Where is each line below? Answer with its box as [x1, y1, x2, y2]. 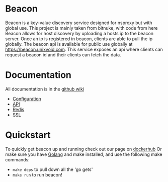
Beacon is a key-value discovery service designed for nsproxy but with [5, 20, 152, 26]
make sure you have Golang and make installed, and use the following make [5, 151, 162, 157]
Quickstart [5, 129, 51, 141]
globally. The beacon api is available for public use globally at [5, 41, 133, 47]
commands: [5, 156, 30, 162]
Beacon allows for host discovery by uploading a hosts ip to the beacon [5, 30, 154, 36]
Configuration [12, 96, 41, 102]
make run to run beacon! [12, 171, 62, 177]
